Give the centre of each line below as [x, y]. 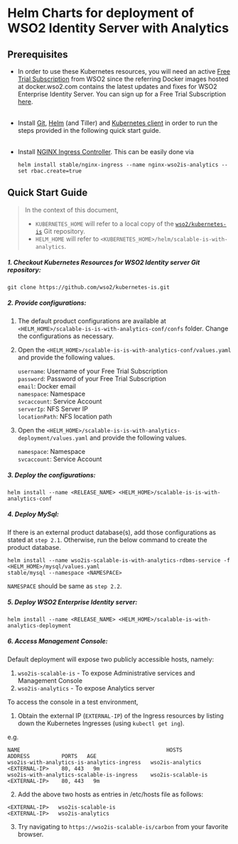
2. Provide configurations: [47, 303]
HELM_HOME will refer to [67, 239]
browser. [31, 834]
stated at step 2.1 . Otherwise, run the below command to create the [107, 540]
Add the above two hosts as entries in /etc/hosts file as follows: [110, 794]
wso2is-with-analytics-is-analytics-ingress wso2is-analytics [104, 762]
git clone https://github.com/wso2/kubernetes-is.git [89, 287]
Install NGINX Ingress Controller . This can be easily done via [106, 152]
